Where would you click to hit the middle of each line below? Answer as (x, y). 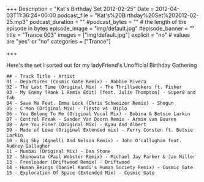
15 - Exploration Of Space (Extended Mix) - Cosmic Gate (81, 173)
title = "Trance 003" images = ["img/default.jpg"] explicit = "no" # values (98, 35)
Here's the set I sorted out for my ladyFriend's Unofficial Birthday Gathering (102, 65)
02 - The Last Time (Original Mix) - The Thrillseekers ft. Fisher (94, 87)
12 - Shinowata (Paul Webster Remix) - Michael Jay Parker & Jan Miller (101, 157)
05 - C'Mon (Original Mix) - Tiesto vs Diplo (67, 108)
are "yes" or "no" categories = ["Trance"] (59, 41)
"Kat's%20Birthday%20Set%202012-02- (147, 15)
